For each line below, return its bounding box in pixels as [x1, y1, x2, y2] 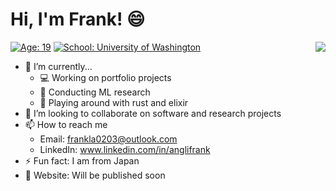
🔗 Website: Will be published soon [24, 169, 166, 181]
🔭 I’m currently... [24, 60, 93, 72]
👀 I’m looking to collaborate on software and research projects [24, 107, 282, 119]
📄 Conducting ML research [39, 86, 151, 98]
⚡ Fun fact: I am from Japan [24, 154, 140, 167]
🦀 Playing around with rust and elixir [39, 96, 189, 108]
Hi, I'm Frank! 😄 [10, 8, 146, 31]
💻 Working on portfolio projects [39, 71, 172, 83]
